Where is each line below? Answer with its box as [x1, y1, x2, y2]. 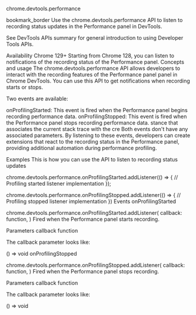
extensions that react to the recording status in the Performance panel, [6, 138, 180, 145]
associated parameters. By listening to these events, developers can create [6, 132, 191, 139]
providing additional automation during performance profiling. [6, 145, 157, 151]
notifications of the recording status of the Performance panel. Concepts [6, 59, 185, 65]
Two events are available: [6, 95, 68, 102]
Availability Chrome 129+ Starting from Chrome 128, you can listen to [6, 52, 175, 59]
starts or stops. [6, 84, 43, 91]
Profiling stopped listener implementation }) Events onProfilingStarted [6, 198, 176, 205]
